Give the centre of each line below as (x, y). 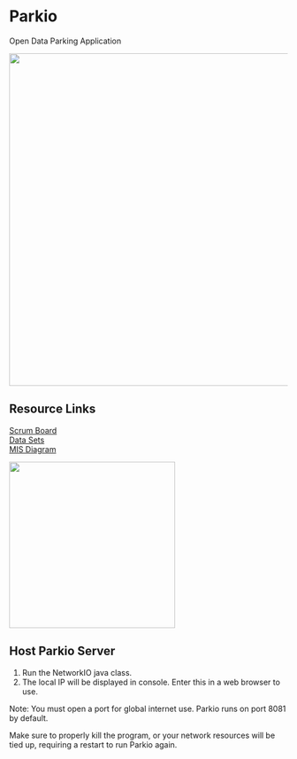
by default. (29, 718)
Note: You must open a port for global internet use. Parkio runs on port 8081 (148, 708)
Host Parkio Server (62, 651)
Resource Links (53, 409)
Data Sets (27, 440)
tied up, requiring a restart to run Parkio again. (93, 744)
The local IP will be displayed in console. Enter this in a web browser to (151, 682)
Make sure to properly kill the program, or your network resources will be (142, 735)
